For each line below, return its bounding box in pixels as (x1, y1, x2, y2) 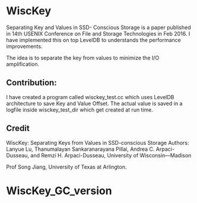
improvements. (6, 43, 43, 50)
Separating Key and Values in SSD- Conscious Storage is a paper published (6, 24, 191, 31)
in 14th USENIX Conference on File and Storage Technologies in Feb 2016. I (6, 30, 190, 37)
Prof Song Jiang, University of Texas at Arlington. (6, 163, 127, 170)
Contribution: (6, 78, 58, 88)
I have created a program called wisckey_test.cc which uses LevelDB (6, 93, 174, 100)
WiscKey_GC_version (6, 184, 112, 197)
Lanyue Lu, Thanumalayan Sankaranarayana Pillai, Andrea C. (6, 145, 155, 153)
